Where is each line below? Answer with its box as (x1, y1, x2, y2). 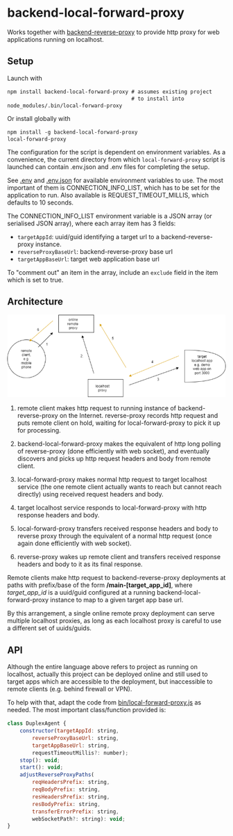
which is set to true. (7, 275, 64, 284)
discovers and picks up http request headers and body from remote (17, 454, 212, 463)
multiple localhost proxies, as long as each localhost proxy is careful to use (7, 617, 222, 625)
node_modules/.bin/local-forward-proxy (7, 102, 123, 109)
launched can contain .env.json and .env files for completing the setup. (7, 162, 210, 171)
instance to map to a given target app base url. (50, 596, 184, 604)
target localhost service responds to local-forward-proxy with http (17, 504, 207, 512)
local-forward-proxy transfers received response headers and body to (17, 524, 218, 533)
